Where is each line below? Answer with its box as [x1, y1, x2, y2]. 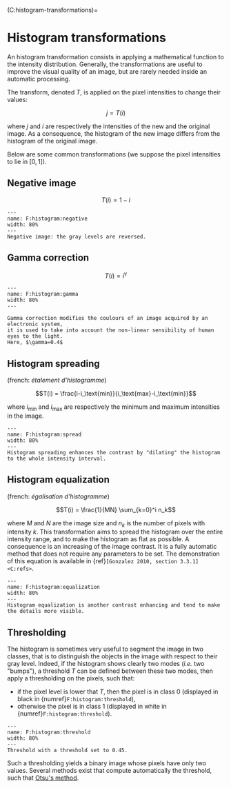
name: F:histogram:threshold [7, 729, 91, 736]
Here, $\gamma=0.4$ [7, 339, 63, 346]
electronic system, [7, 321, 63, 328]
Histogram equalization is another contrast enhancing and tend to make [7, 602, 221, 609]
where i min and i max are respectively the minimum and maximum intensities [7, 403, 221, 412]
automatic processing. [7, 74, 71, 83]
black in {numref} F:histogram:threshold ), [17, 695, 136, 703]
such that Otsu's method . [7, 774, 79, 782]
